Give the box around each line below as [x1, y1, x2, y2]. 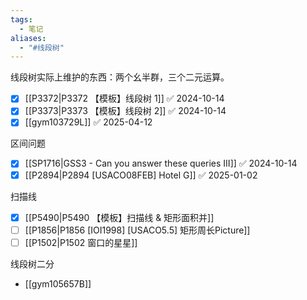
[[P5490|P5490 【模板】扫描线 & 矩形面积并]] [24, 211, 215, 223]
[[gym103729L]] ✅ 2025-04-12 [24, 116, 153, 128]
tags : [10, 14, 33, 25]
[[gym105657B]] [24, 277, 92, 290]
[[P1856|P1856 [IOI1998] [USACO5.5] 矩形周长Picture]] [24, 224, 251, 236]
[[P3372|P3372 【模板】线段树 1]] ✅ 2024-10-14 [24, 92, 225, 105]
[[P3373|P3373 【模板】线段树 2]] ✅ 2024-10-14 [24, 105, 227, 117]
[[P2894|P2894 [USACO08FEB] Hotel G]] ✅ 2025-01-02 [24, 169, 258, 181]
